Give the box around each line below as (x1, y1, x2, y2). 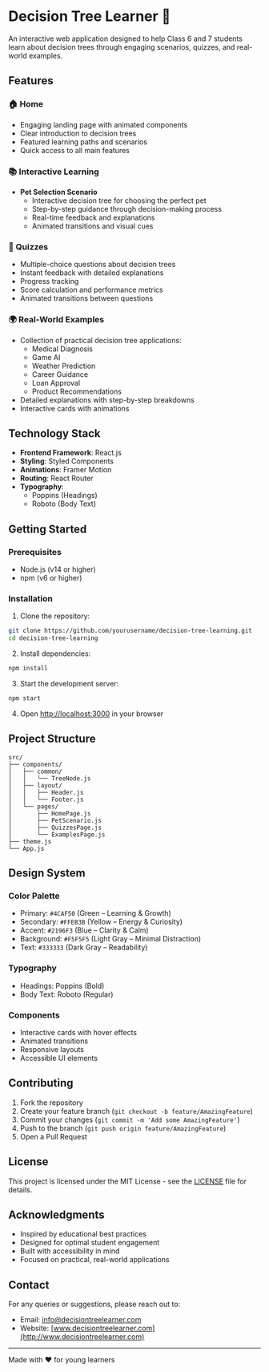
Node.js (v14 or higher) (19, 565, 96, 574)
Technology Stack (8, 427, 101, 440)
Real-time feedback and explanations (31, 212, 155, 222)
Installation (8, 593, 54, 604)
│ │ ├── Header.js (8, 788, 84, 796)
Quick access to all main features (19, 145, 130, 155)
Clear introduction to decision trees (19, 128, 137, 138)
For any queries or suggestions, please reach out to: (8, 1299, 181, 1309)
